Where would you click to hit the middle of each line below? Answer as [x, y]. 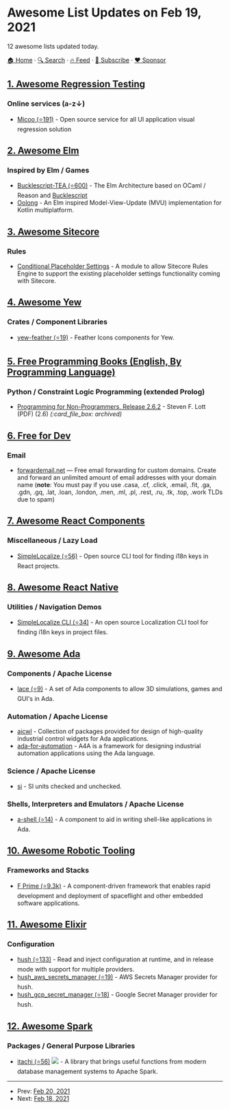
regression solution [44, 129]
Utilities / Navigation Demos [54, 607]
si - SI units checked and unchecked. [69, 786]
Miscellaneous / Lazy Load [52, 541]
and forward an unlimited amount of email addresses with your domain [117, 478]
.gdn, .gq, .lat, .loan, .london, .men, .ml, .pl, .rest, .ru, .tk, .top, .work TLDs [120, 492]
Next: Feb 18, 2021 [43, 1099]
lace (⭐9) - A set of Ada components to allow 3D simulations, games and [119, 689]
